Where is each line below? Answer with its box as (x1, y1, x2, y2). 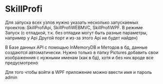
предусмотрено (5, 60, 38, 66)
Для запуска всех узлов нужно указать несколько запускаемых (5, 19, 139, 25)
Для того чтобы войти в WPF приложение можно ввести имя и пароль (5, 69, 152, 75)
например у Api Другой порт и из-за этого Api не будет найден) (5, 35, 138, 41)
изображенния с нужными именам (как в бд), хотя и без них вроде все (5, 54, 154, 60)
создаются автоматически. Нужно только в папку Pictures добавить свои (5, 50, 159, 55)
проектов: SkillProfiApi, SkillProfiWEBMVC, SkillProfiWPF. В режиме (5, 24, 143, 30)
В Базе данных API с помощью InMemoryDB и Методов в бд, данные (5, 44, 147, 50)
